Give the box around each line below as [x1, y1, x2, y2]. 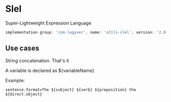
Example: [5, 77, 25, 83]
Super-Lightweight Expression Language [5, 20, 92, 26]
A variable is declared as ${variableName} [5, 67, 95, 73]
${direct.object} [5, 91, 42, 97]
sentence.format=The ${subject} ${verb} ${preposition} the [5, 87, 137, 92]
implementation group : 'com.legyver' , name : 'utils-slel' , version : [5, 30, 155, 35]
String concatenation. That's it [5, 57, 69, 64]
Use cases [5, 44, 39, 53]
